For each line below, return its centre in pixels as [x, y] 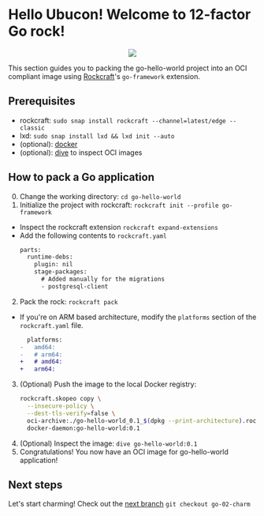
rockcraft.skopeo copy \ [60, 399]
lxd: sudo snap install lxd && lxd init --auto [97, 135]
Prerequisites [42, 102]
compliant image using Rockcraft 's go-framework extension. [104, 76]
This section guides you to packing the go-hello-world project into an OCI [128, 68]
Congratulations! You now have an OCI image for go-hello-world [124, 451]
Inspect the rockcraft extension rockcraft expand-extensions [119, 227]
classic [32, 128]
